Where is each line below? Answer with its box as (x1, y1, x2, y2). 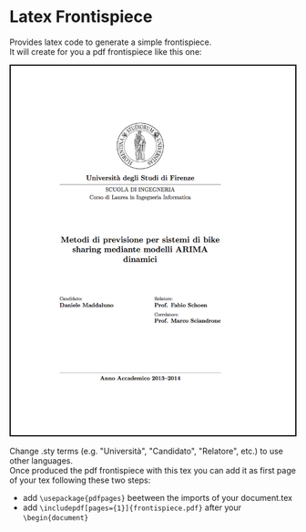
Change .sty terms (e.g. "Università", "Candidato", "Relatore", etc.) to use (9, 445, 284, 457)
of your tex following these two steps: (9, 475, 151, 485)
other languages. (9, 455, 74, 466)
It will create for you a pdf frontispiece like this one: (9, 46, 202, 57)
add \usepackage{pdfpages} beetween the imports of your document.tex (22, 493, 293, 504)
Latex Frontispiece (9, 6, 153, 27)
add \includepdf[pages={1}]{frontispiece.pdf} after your (22, 502, 241, 513)
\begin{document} (22, 514, 89, 523)
